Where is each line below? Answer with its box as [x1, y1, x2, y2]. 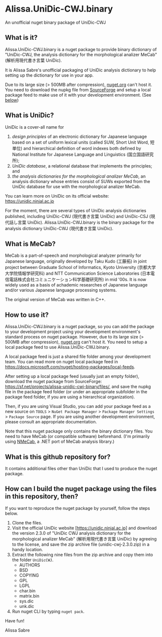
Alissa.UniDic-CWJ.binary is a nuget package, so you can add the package [5, 324, 155, 330]
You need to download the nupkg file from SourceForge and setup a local [5, 86, 151, 93]
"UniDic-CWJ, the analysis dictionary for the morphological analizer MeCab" [5, 51, 157, 57]
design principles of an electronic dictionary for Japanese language [12, 134, 147, 139]
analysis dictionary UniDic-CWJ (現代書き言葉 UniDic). [5, 225, 114, 231]
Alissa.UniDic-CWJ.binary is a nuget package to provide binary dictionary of [5, 46, 157, 52]
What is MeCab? [5, 239, 56, 248]
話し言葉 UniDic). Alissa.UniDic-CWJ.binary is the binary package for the [9, 219, 154, 225]
